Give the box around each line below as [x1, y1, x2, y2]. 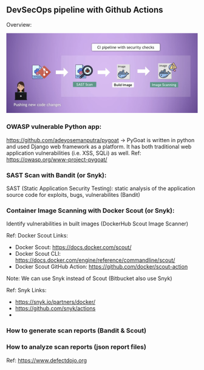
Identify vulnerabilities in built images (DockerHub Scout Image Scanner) [6, 220, 189, 227]
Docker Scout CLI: [15, 250, 61, 258]
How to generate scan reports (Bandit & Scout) [6, 326, 147, 335]
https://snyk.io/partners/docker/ [15, 298, 96, 306]
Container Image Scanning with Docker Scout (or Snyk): [6, 206, 175, 214]
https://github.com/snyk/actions [15, 305, 96, 312]
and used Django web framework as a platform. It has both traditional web [6, 143, 192, 150]
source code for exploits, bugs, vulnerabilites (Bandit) [6, 191, 141, 199]
